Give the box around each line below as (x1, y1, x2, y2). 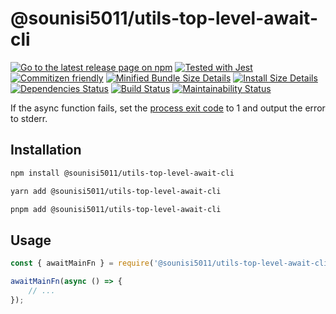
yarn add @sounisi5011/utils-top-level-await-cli (10, 186, 222, 196)
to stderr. (10, 112, 48, 124)
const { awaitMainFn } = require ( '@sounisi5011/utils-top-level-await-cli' (10, 258, 333, 269)
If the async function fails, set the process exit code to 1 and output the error (10, 102, 326, 114)
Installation (10, 142, 82, 159)
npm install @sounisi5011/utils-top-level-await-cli (10, 168, 235, 178)
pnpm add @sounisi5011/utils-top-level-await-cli (10, 204, 222, 214)
